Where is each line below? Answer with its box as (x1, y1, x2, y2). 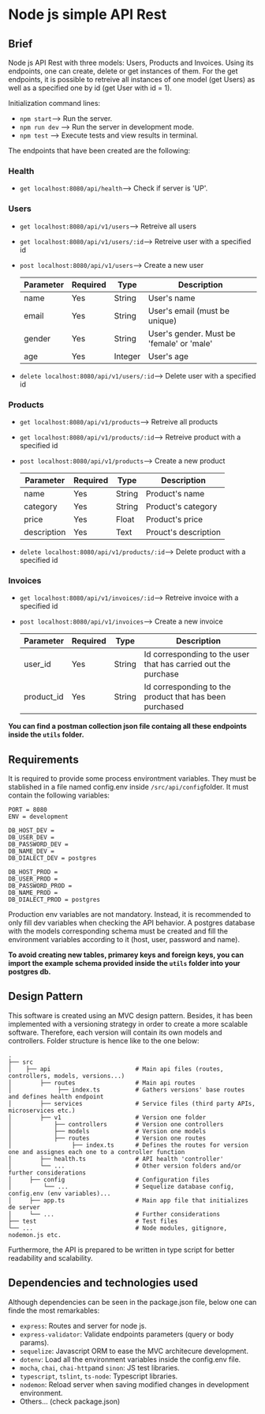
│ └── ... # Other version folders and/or (8, 1162, 242, 1170)
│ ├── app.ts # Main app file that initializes (8, 1196, 248, 1205)
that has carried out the (144, 658, 231, 669)
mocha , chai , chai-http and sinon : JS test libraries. (19, 1363, 180, 1372)
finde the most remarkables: (8, 1306, 100, 1315)
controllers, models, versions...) (8, 1072, 125, 1080)
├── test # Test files (8, 1217, 178, 1225)
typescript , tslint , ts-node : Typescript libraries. (19, 1371, 178, 1381)
